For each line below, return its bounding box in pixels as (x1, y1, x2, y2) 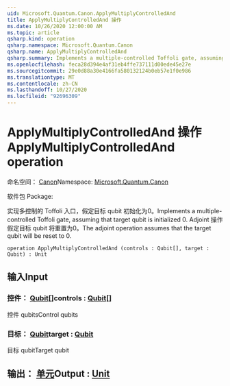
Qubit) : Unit (7, 251, 48, 258)
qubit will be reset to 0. (7, 231, 72, 240)
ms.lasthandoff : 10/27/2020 (7, 86, 88, 93)
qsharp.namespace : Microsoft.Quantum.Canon (7, 42, 133, 49)
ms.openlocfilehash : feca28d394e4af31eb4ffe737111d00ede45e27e (7, 61, 192, 68)
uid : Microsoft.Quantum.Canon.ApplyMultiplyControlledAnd (7, 10, 176, 17)
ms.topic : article (7, 29, 60, 36)
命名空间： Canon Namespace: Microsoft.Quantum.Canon (7, 178, 169, 186)
